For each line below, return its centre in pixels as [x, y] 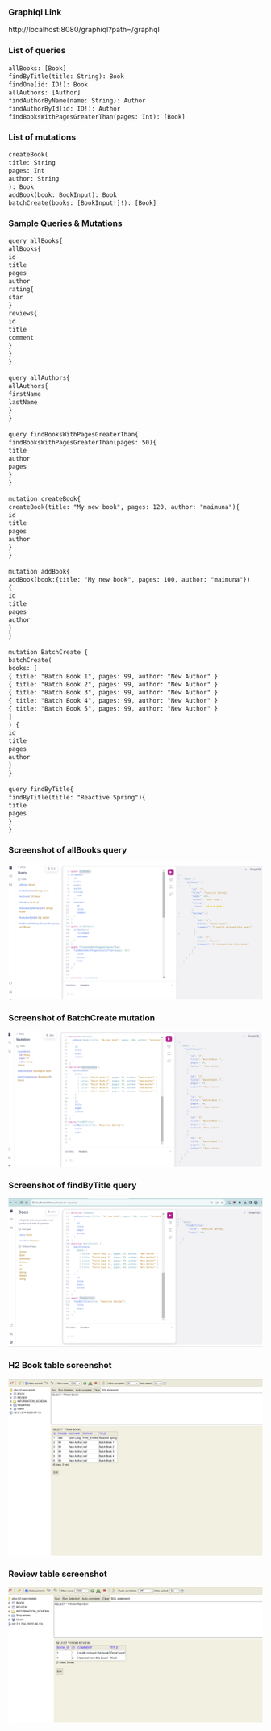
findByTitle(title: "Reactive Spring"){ [77, 798]
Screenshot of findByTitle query [73, 1186]
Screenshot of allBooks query [68, 850]
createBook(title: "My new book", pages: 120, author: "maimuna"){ [124, 507]
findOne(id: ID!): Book [48, 84]
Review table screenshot [58, 1574]
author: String [34, 179]
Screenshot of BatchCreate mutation [82, 1017]
